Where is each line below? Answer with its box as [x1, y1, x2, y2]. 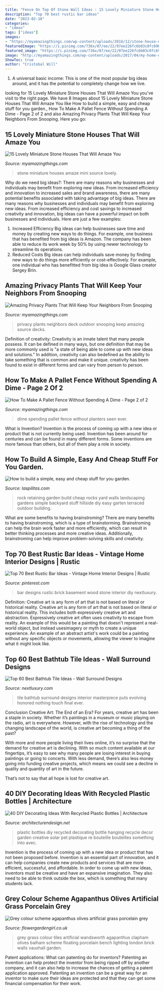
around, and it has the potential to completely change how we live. [12, 80, 146, 86]
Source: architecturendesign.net [5, 820, 70, 826]
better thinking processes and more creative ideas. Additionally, [5, 530, 133, 536]
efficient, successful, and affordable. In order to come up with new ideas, [5, 864, 152, 871]
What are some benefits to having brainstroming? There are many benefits [5, 515, 155, 521]
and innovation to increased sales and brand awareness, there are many [5, 190, 150, 196]
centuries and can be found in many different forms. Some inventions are [5, 436, 152, 442]
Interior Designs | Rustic [5, 557, 81, 566]
